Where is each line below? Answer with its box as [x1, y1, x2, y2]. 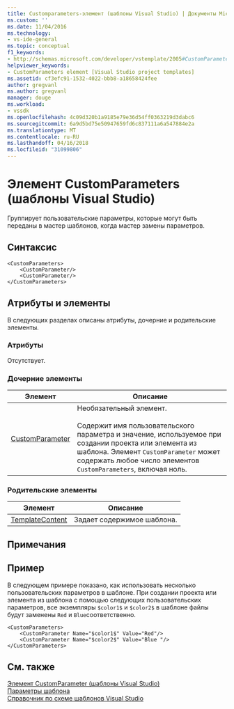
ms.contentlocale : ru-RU [7, 133, 79, 140]
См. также [7, 661, 56, 673]
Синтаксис [7, 242, 57, 254]
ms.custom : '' [7, 17, 49, 24]
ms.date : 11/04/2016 [7, 23, 68, 30]
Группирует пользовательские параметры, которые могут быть [7, 214, 198, 222]
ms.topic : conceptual [7, 42, 70, 49]
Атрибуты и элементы [7, 297, 111, 309]
